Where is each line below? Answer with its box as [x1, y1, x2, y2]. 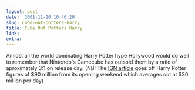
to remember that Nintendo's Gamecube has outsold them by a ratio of [6, 58, 177, 65]
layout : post [6, 8, 38, 15]
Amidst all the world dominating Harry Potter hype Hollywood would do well [6, 52, 190, 59]
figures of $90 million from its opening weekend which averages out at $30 [6, 71, 189, 78]
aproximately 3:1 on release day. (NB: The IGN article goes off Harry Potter [6, 65, 187, 71]
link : [6, 31, 19, 36]
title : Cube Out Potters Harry [6, 25, 83, 31]
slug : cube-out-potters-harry [6, 19, 80, 25]
